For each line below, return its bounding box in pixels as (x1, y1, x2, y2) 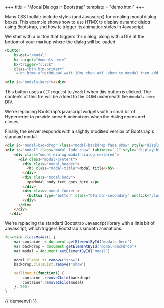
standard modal (5, 134, 37, 140)
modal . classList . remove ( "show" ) (14, 257, 80, 262)
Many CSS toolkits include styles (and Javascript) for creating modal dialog (5, 14, 157, 19)
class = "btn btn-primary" (14, 66, 64, 71)
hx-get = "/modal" (14, 52, 47, 58)
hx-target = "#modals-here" (14, 57, 67, 62)
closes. (5, 119, 20, 125)
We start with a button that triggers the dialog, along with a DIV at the (5, 34, 144, 39)
